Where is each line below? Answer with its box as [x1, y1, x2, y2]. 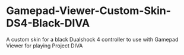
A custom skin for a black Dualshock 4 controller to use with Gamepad [6, 36, 179, 43]
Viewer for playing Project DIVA [6, 42, 83, 49]
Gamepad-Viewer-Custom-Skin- [6, 4, 171, 18]
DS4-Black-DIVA [6, 16, 90, 30]
